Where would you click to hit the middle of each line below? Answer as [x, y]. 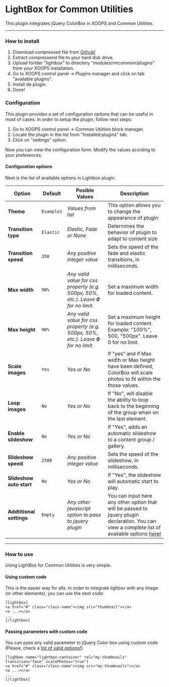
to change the [124, 211]
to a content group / [131, 439]
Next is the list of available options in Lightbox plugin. [60, 177]
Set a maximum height [134, 317]
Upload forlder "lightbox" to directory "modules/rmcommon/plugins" [83, 63]
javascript [79, 508]
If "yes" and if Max [130, 353]
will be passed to [128, 508]
